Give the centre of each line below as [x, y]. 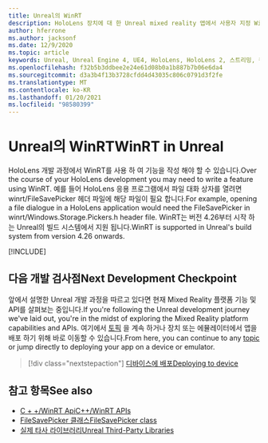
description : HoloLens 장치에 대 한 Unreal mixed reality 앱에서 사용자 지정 [130, 23]
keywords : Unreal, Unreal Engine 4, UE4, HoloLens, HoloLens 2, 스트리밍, [132, 61]
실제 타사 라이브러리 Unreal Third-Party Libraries [97, 430]
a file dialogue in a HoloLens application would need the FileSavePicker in [129, 208]
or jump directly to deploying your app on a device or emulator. [112, 346]
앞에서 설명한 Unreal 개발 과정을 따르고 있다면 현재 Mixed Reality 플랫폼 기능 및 [132, 299]
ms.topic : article [39, 53]
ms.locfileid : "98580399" [51, 105]
